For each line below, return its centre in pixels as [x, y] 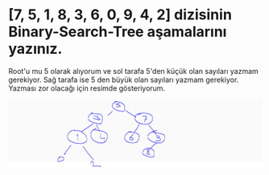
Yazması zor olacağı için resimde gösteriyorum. [87, 88]
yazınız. [35, 49]
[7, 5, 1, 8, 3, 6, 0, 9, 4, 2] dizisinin [120, 15]
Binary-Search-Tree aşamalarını [118, 32]
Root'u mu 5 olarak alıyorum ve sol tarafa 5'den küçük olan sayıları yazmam [134, 71]
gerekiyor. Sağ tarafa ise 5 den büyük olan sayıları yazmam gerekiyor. [124, 79]
